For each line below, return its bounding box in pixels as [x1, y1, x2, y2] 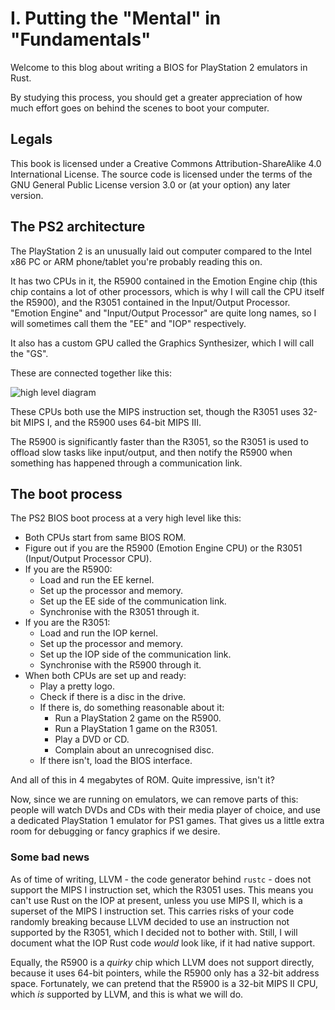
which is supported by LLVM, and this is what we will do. [10, 988, 244, 1000]
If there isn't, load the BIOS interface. [39, 755, 193, 767]
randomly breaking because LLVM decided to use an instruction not [10, 915, 290, 927]
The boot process [10, 485, 123, 502]
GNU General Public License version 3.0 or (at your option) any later [10, 178, 291, 191]
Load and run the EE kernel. [39, 574, 155, 586]
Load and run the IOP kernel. [39, 627, 158, 639]
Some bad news [10, 850, 90, 864]
